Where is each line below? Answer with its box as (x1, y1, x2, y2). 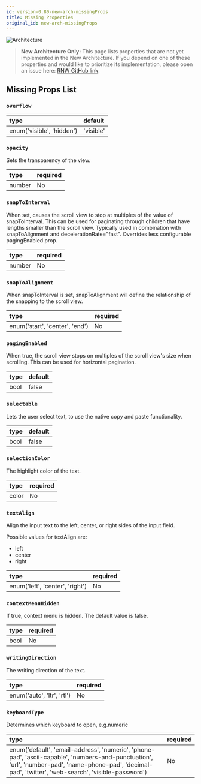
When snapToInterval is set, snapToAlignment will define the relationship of (6, 291, 191, 298)
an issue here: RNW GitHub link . (20, 67, 100, 74)
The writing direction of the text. (6, 666, 86, 674)
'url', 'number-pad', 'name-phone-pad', (9, 761, 124, 769)
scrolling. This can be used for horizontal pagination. (6, 358, 136, 366)
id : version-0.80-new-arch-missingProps (6, 8, 109, 15)
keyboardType (6, 709, 44, 716)
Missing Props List (6, 85, 77, 95)
